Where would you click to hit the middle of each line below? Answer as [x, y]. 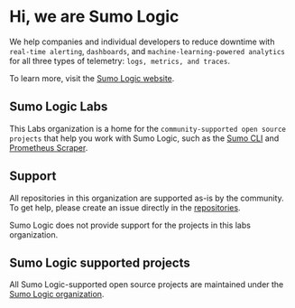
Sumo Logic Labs [59, 107]
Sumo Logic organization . [57, 294]
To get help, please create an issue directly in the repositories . [125, 207]
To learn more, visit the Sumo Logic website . [92, 78]
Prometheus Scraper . [49, 147]
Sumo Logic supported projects [100, 262]
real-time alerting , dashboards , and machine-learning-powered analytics [147, 51]
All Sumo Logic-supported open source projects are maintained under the [147, 285]
